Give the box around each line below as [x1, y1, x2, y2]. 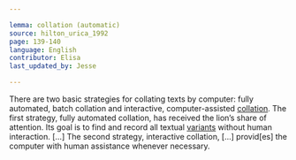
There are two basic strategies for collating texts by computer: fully [9, 94, 254, 104]
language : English [9, 45, 77, 54]
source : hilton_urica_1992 [9, 28, 109, 38]
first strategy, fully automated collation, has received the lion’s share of [9, 112, 268, 123]
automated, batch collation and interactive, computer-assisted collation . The [9, 103, 287, 113]
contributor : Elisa [9, 54, 81, 63]
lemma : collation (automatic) [9, 20, 121, 29]
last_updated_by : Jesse [9, 62, 97, 71]
